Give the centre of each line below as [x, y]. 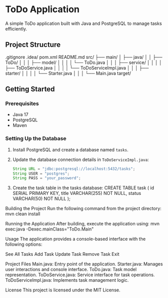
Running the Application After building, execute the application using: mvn [82, 224]
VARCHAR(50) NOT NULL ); [41, 198]
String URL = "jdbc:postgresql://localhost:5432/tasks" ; [74, 169]
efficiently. [16, 28]
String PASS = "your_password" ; [47, 178]
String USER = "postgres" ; [41, 174]
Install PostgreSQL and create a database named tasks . [70, 150]
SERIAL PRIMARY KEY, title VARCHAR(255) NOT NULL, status [77, 193]
